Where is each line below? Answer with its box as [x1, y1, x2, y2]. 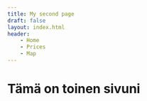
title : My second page [7, 10, 75, 18]
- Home [20, 37, 40, 44]
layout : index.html [7, 23, 65, 31]
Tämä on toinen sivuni [7, 81, 141, 97]
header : [7, 30, 31, 38]
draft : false [7, 17, 46, 24]
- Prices [20, 43, 46, 51]
